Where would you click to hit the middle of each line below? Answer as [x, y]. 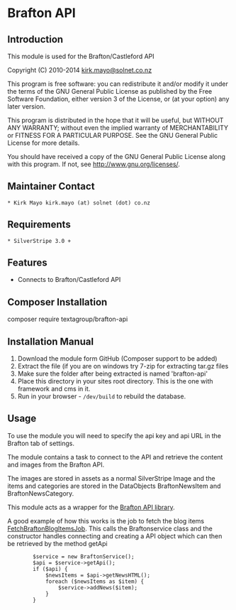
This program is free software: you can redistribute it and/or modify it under [118, 84]
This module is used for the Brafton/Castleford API [81, 56]
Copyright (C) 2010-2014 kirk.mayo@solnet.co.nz [80, 70]
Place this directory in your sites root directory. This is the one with [115, 381]
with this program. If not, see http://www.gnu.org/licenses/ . [94, 164]
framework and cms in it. [54, 389]
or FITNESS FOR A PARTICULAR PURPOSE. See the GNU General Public [113, 135]
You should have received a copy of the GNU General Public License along [116, 157]
